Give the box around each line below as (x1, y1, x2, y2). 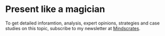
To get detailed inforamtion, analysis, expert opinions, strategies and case (5, 20, 160, 26)
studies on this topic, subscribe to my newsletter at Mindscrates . (5, 25, 141, 31)
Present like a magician (5, 3, 106, 15)
